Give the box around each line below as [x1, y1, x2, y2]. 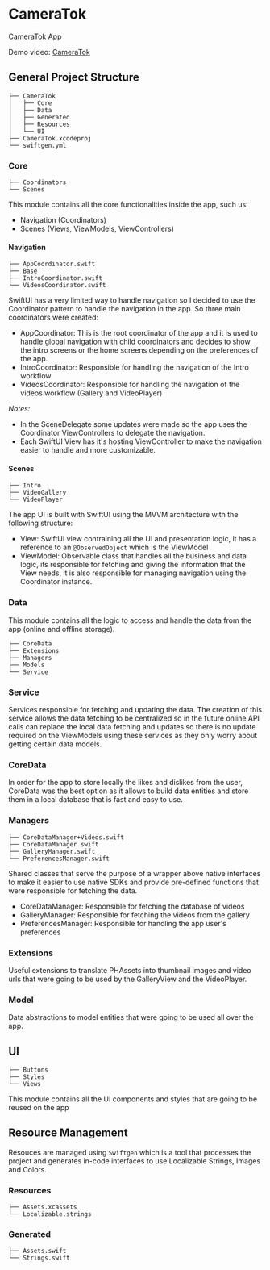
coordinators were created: [8, 312, 99, 323]
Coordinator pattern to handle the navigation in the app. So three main [8, 304, 241, 314]
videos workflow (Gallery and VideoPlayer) [19, 388, 163, 398]
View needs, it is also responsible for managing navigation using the [19, 568, 247, 578]
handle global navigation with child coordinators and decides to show [19, 336, 251, 347]
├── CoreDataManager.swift [8, 840, 99, 848]
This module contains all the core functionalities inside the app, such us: [8, 199, 248, 210]
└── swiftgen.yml [8, 141, 67, 149]
